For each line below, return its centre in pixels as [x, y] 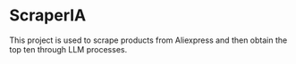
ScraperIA [48, 16]
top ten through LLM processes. [68, 49]
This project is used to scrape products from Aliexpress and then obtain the [148, 40]
